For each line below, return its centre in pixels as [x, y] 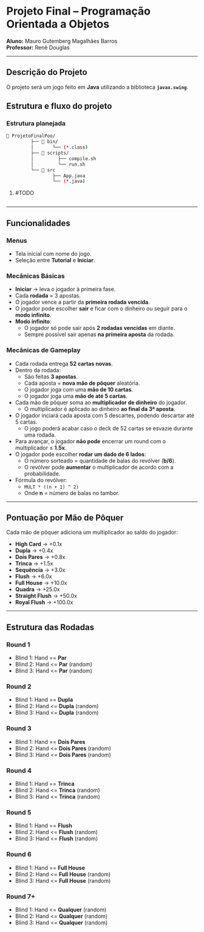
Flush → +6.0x [33, 576]
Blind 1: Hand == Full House [50, 867]
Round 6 [19, 855]
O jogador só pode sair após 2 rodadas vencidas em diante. [100, 328]
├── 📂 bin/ [45, 142]
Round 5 [19, 812]
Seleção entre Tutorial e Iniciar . [55, 260]
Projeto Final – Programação [78, 11]
